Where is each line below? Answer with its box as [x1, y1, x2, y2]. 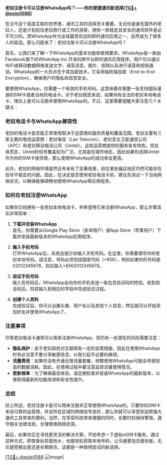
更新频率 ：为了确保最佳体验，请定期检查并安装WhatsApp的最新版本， [12, 370, 156, 376]
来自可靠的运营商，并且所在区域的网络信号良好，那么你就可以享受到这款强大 [5, 409, 162, 415]
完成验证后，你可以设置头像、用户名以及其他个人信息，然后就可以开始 [12, 303, 157, 309]
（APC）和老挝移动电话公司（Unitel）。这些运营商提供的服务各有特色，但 [5, 143, 155, 149]
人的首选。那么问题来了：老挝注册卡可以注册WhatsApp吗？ [5, 39, 127, 45]
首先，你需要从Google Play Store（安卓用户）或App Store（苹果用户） [12, 227, 157, 233]
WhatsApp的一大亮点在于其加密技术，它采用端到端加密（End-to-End [13, 69, 155, 74]
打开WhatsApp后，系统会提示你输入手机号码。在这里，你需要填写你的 [12, 250, 156, 256]
